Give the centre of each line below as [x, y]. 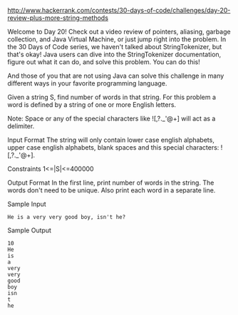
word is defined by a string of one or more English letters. [92, 105]
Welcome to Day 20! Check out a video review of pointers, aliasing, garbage [119, 32]
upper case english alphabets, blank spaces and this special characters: [113, 148]
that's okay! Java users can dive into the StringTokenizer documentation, [114, 54]
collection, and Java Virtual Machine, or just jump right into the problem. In [117, 39]
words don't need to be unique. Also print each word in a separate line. [112, 190]
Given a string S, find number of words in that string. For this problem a [112, 97]
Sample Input [27, 204]
